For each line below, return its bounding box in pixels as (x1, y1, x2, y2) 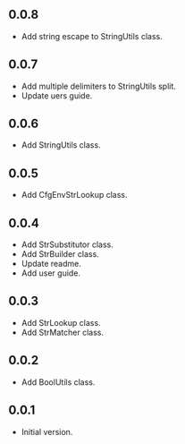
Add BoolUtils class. (21, 376, 96, 388)
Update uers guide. (21, 90, 93, 101)
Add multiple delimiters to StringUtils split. (21, 81, 176, 91)
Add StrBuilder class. (21, 249, 99, 260)
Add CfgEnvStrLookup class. (21, 190, 128, 201)
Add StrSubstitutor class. (21, 239, 114, 250)
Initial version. (21, 426, 73, 437)
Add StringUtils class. (21, 140, 101, 150)
